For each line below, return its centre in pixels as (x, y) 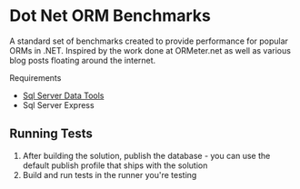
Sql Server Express (58, 104)
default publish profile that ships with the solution (115, 165)
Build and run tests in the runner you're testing (110, 174)
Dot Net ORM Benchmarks (110, 16)
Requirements (35, 77)
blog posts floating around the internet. (83, 60)
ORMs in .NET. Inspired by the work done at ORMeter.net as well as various (150, 50)
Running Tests (51, 134)
